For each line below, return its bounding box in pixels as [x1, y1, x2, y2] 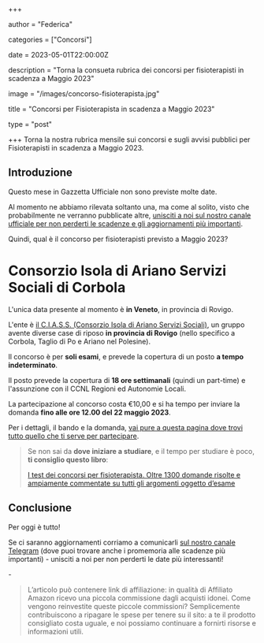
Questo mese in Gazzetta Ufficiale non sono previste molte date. [8, 187, 218, 196]
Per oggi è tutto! [8, 522, 61, 532]
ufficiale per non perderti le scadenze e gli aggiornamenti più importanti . [8, 218, 243, 229]
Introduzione [8, 166, 73, 180]
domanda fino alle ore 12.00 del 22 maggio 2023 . [8, 407, 171, 417]
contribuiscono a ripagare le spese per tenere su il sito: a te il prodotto [27, 610, 256, 619]
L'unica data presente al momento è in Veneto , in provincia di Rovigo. [8, 304, 234, 314]
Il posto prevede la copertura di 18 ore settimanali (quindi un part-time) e [8, 375, 246, 385]
